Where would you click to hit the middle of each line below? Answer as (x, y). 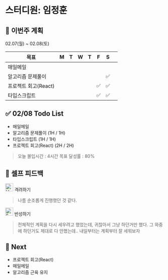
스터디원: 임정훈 (36, 10)
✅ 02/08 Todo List (35, 114)
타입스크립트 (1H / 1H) (34, 139)
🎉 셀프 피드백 (24, 174)
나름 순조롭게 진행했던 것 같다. (47, 200)
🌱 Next (16, 247)
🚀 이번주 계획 (24, 31)
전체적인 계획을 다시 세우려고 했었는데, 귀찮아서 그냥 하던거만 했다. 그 (86, 225)
